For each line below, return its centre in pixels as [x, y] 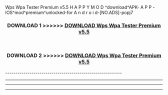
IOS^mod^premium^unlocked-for [39, 12]
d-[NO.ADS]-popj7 [114, 12]
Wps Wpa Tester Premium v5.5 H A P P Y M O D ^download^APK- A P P [78, 7]
